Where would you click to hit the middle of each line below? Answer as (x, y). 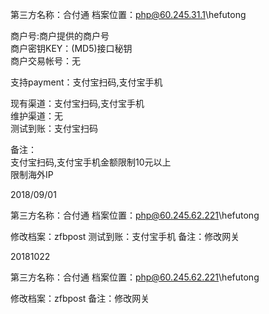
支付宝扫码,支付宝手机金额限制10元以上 (91, 162)
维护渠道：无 (36, 116)
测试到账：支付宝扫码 (54, 128)
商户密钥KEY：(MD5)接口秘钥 (71, 48)
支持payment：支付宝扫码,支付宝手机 (86, 82)
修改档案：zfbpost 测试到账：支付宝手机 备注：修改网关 (125, 236)
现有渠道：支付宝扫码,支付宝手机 (77, 103)
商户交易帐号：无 (45, 61)
